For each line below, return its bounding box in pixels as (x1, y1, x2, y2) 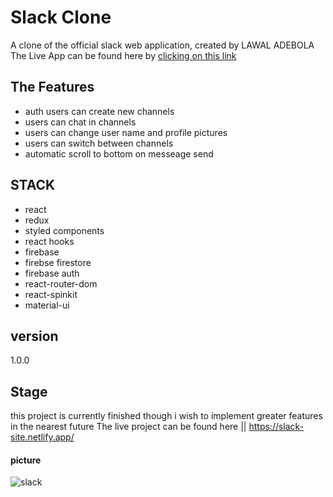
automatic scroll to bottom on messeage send (24, 147, 214, 160)
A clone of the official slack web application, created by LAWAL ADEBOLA (10, 39, 315, 51)
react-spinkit (24, 288, 78, 300)
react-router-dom (24, 277, 98, 290)
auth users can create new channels (24, 105, 175, 117)
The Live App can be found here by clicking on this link (10, 49, 237, 61)
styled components (24, 224, 105, 236)
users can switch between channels (24, 137, 174, 149)
